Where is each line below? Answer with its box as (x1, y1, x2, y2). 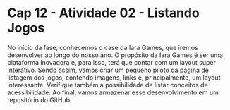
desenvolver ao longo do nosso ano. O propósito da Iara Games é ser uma (7, 51, 224, 59)
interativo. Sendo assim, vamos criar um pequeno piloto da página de (7, 66, 210, 74)
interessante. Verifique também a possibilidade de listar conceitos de (7, 80, 208, 89)
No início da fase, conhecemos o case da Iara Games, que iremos (7, 43, 199, 51)
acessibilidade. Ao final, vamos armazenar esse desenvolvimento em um (7, 88, 219, 97)
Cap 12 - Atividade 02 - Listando (7, 5, 200, 21)
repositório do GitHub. (7, 95, 72, 104)
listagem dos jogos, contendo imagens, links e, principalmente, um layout (7, 73, 221, 82)
